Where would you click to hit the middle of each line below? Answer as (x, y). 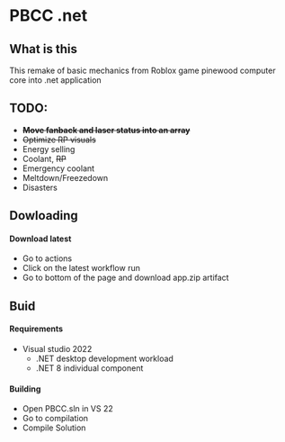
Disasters (40, 187)
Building (25, 389)
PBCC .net (49, 16)
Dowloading (44, 216)
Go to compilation (55, 419)
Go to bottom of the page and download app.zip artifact (125, 278)
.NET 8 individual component (89, 368)
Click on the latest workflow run (81, 268)
